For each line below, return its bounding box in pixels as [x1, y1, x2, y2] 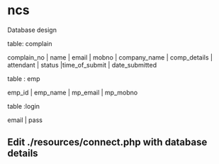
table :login [7, 102, 40, 110]
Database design [7, 26, 57, 34]
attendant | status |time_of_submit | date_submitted [7, 60, 157, 69]
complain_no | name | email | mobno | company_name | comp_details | [7, 53, 213, 62]
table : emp [7, 74, 40, 83]
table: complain [7, 39, 52, 48]
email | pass [7, 116, 43, 124]
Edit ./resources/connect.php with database [7, 136, 208, 148]
